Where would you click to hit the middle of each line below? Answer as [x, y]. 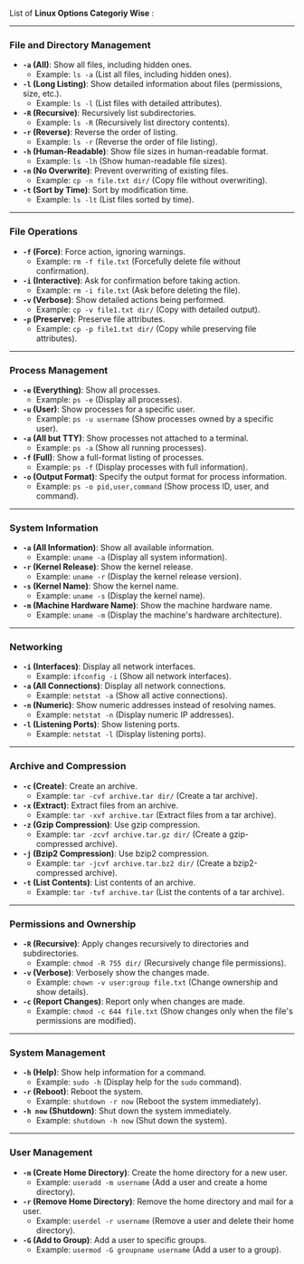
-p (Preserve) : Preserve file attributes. [94, 319]
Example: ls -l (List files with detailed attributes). [129, 103]
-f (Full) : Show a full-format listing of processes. [113, 457]
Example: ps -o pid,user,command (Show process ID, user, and [152, 486]
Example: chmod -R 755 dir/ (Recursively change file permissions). [161, 963]
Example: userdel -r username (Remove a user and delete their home [165, 1220]
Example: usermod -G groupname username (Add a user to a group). [159, 1249]
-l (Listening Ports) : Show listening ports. [101, 724]
